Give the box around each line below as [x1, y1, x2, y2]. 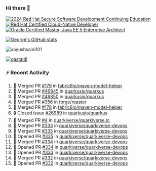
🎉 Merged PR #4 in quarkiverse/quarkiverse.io [13, 117, 110, 123]
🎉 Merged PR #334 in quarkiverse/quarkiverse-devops [13, 139, 128, 145]
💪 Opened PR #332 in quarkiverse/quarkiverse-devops [13, 160, 128, 166]
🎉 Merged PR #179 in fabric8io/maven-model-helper [13, 82, 123, 89]
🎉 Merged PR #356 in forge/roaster [13, 99, 87, 105]
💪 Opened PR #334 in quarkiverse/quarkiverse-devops [13, 144, 128, 150]
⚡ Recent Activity [6, 69, 50, 76]
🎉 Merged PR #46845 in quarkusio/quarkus [13, 88, 104, 94]
